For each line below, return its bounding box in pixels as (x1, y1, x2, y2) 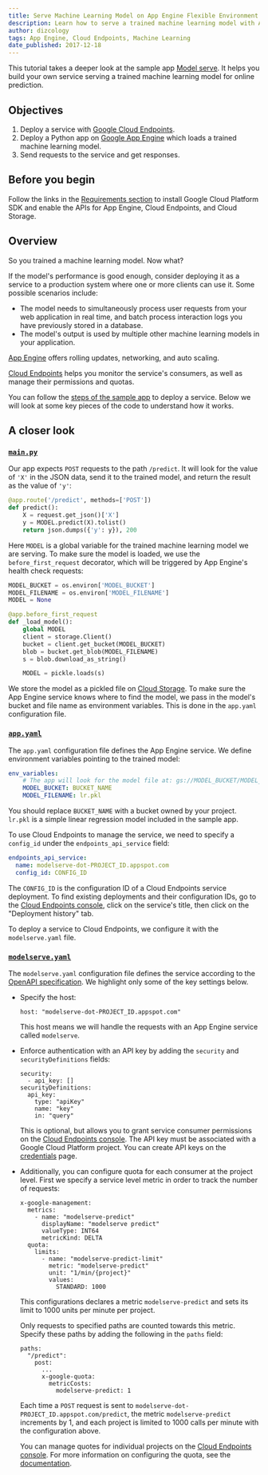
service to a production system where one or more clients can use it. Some (8, 279, 255, 289)
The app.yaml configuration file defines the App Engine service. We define (8, 745, 252, 755)
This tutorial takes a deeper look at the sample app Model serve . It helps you (8, 63, 260, 73)
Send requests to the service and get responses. (19, 149, 180, 160)
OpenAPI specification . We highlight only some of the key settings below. (8, 977, 249, 987)
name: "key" (34, 1105, 74, 1113)
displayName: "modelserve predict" (41, 1220, 160, 1228)
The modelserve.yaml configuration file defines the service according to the (8, 968, 255, 978)
